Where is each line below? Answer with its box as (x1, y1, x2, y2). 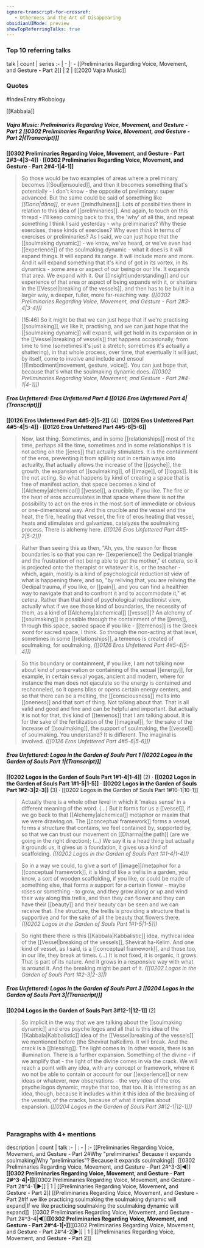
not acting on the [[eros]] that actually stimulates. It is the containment (21, 448, 198, 455)
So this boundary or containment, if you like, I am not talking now (21, 660, 185, 667)
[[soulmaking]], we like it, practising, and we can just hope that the (21, 322, 189, 330)
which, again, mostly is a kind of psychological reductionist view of (21, 570, 190, 577)
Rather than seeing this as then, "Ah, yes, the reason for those (21, 544, 177, 551)
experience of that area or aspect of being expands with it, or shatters (21, 278, 197, 286)
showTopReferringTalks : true (6, 26, 80, 32)
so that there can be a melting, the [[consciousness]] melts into (21, 692, 181, 699)
